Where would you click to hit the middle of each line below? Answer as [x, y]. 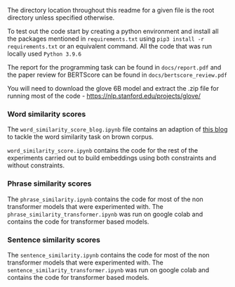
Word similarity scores [47, 114]
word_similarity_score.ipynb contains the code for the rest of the [103, 151]
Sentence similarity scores [54, 240]
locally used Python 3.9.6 [45, 53]
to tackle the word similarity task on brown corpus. [81, 137]
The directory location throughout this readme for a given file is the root [111, 10]
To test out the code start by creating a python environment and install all [113, 31]
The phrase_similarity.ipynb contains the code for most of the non [105, 199]
